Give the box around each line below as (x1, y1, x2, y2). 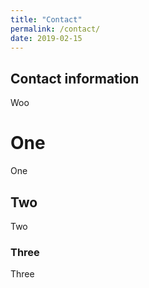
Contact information (10, 70, 140, 87)
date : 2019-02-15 (10, 33, 83, 43)
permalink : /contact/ (10, 24, 101, 34)
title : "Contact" (10, 14, 83, 25)
